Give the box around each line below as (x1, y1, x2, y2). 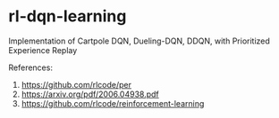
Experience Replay (8, 44, 78, 55)
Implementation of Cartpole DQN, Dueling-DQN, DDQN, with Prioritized (8, 35, 270, 46)
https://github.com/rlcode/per (21, 79, 131, 90)
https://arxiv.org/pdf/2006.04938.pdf (21, 89, 160, 99)
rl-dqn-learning (8, 6, 127, 27)
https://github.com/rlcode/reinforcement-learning (21, 98, 205, 108)
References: (8, 62, 53, 73)
